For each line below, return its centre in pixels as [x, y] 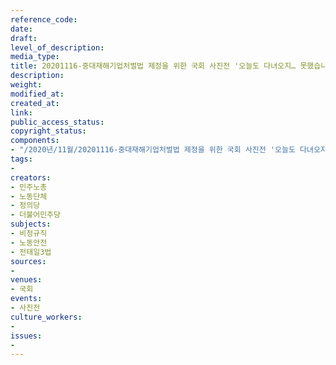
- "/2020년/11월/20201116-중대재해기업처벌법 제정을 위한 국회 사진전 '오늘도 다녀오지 [169, 150]
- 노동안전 [29, 242]
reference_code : [44, 19]
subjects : [31, 224]
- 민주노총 [29, 187]
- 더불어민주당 [35, 215]
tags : [21, 159]
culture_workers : [46, 317]
